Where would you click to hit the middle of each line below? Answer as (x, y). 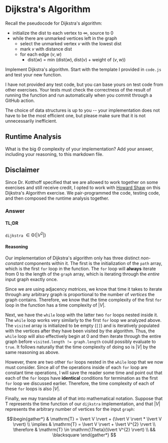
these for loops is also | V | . (33, 389)
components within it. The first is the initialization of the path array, (93, 263)
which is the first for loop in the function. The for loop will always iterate (81, 269)
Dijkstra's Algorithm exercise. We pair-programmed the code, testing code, (83, 193)
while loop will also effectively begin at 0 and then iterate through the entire (83, 336)
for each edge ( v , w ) (41, 54)
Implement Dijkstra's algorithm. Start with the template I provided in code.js (83, 69)
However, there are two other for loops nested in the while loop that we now (84, 362)
